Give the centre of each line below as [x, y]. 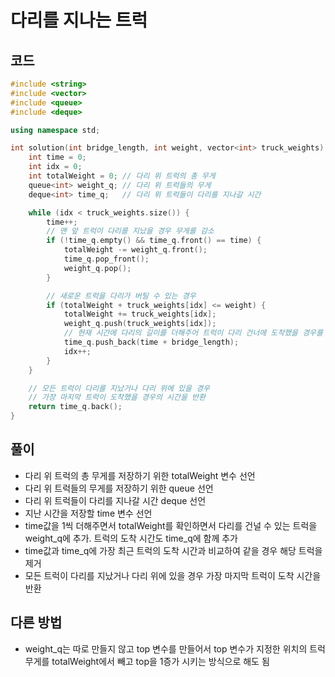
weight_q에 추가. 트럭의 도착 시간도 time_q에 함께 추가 [131, 538]
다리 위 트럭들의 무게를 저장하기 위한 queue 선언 [119, 488]
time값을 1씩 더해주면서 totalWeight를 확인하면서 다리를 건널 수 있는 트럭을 [171, 525]
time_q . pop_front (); [106, 259]
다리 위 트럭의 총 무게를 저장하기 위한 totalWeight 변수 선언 [140, 475]
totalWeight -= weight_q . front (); [135, 250]
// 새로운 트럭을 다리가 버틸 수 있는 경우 [121, 296]
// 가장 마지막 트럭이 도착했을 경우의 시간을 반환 [117, 397]
